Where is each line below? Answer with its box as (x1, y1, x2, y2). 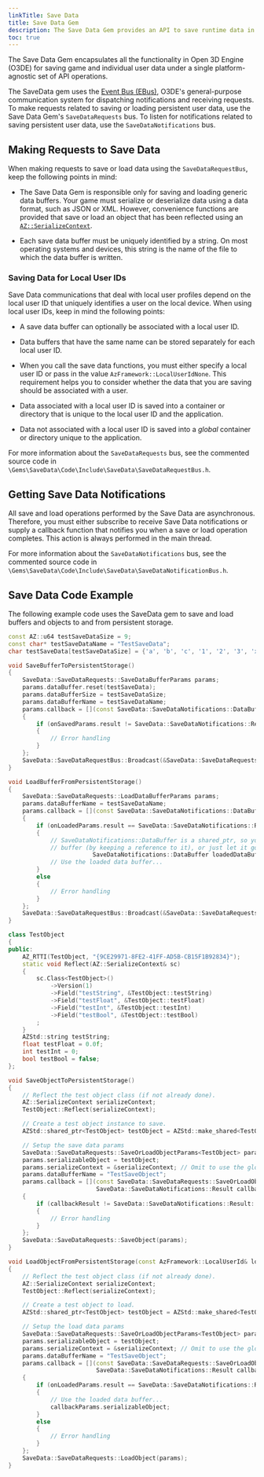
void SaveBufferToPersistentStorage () (8, 662, 135, 669)
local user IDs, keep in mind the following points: (8, 307, 165, 317)
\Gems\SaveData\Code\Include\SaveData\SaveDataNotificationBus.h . (8, 566, 229, 575)
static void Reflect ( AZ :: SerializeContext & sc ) (22, 960, 181, 968)
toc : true (8, 33, 41, 42)
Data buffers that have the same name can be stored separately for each (19, 337, 255, 346)
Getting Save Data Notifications (8, 488, 167, 501)
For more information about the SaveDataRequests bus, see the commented (8, 449, 250, 458)
